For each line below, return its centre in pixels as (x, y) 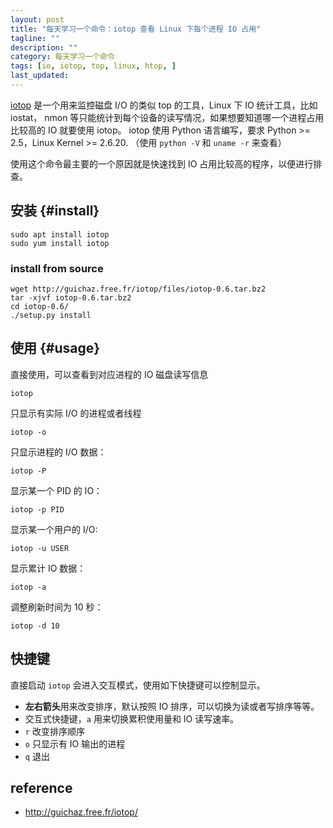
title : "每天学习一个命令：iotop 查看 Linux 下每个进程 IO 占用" (136, 29)
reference (41, 788)
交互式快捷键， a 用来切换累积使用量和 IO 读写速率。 (132, 718)
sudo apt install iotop (60, 234)
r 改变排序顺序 (54, 731)
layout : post (37, 19)
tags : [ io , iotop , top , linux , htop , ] (93, 66)
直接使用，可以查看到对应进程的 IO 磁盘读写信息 (109, 374)
